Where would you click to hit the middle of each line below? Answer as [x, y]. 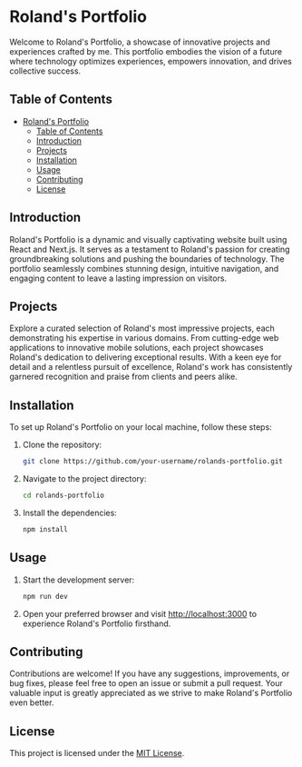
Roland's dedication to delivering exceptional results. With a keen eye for [146, 357]
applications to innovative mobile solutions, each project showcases [136, 348]
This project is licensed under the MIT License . [97, 753]
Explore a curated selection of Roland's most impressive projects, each [142, 328]
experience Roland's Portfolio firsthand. [97, 623]
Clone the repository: [62, 445]
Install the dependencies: [70, 513]
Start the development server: [78, 580]
